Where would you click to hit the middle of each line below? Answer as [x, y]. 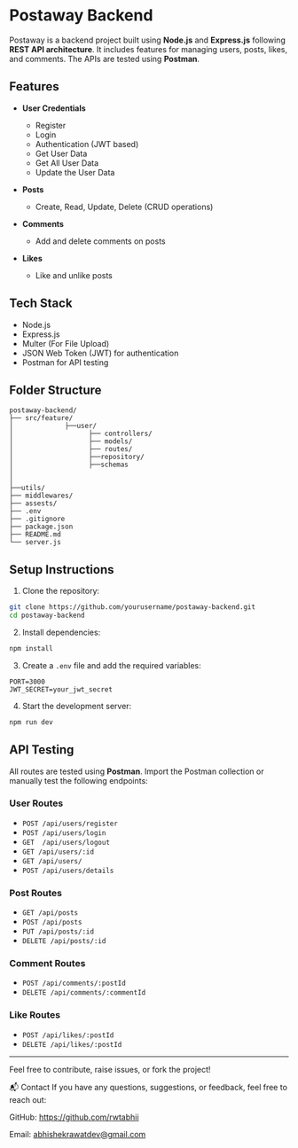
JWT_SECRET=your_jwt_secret [61, 689]
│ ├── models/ [71, 441]
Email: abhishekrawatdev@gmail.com [78, 1134]
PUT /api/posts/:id [58, 932]
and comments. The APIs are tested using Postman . [105, 59]
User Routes [36, 803]
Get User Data [61, 153]
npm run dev [31, 722]
